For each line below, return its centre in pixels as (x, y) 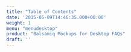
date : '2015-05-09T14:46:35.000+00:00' (56, 17)
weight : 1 (19, 23)
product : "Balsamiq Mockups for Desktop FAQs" (66, 34)
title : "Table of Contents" (42, 12)
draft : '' (19, 39)
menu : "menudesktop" (32, 28)
